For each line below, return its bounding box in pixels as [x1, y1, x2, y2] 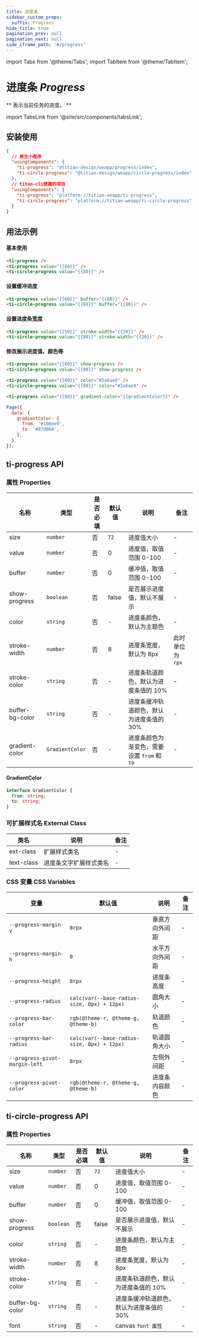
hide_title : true [6, 25, 49, 31]
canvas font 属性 [115, 1321, 163, 1330]
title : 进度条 [6, 8, 38, 15]
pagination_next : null [6, 36, 62, 42]
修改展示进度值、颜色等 [6, 348, 63, 355]
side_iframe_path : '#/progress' [6, 42, 86, 48]
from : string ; [11, 793, 46, 799]
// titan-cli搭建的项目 [11, 181, 66, 187]
